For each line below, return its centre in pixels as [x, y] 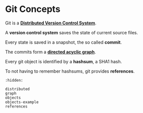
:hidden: [14, 80]
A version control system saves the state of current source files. [71, 32]
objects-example [22, 102]
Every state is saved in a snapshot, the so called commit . [64, 42]
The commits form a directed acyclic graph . [50, 52]
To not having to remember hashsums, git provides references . [70, 71]
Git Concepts [33, 9]
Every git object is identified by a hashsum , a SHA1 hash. [64, 61]
